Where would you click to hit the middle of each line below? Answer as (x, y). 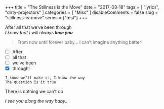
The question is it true (31, 82)
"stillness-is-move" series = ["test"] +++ (46, 18)
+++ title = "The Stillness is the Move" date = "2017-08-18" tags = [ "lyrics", (82, 7)
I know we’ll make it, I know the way (45, 78)
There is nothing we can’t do (34, 92)
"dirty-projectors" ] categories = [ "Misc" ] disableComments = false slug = (82, 12)
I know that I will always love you (39, 32)
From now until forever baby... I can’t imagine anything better (79, 42)
